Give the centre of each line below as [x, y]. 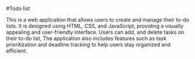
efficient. [17, 51]
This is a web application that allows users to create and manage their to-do [97, 20]
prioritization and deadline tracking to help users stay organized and [88, 44]
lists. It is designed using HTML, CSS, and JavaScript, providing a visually [95, 26]
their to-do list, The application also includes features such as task [86, 38]
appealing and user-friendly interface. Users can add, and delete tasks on [95, 32]
